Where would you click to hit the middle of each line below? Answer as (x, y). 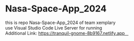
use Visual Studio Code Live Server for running (54, 27)
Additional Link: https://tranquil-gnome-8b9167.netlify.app (65, 33)
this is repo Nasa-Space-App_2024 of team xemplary (60, 22)
